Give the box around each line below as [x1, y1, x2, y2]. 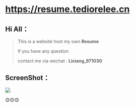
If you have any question [17, 48, 69, 54]
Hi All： [5, 25, 29, 33]
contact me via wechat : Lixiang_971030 [17, 58, 102, 64]
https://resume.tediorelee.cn [5, 4, 130, 15]
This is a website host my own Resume [17, 39, 99, 44]
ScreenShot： [5, 74, 50, 82]
